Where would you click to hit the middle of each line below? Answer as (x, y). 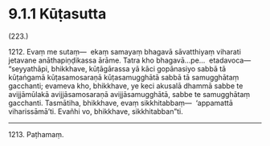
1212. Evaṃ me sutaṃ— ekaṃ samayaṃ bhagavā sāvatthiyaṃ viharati (125, 51)
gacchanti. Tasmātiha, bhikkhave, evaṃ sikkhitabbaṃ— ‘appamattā (121, 103)
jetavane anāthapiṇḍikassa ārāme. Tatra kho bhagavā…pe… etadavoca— (130, 60)
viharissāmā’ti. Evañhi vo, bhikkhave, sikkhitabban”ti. (96, 111)
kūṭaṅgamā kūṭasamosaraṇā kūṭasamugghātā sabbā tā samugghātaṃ (124, 77)
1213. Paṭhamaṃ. (36, 134)
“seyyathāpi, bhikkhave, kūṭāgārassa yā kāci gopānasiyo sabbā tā (117, 68)
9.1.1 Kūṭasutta (57, 14)
